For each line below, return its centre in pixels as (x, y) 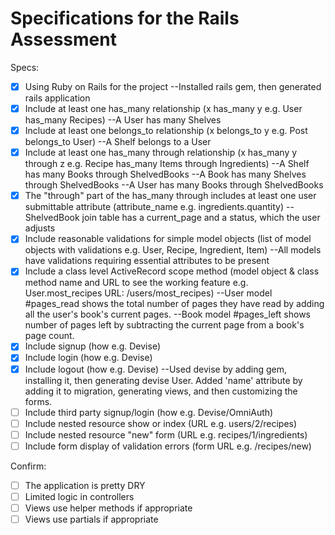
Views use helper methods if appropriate (108, 508)
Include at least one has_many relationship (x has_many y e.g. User (163, 108)
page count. (49, 336)
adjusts (40, 228)
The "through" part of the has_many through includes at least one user (170, 196)
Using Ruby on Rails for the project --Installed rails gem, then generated (173, 86)
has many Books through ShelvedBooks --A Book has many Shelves (165, 174)
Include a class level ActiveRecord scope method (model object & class (172, 271)
